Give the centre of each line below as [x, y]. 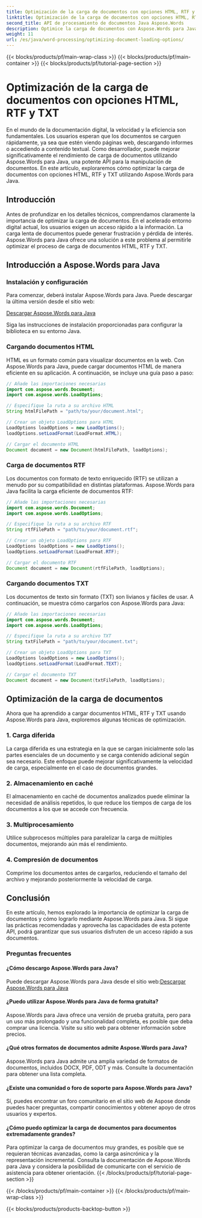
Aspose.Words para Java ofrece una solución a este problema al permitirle [99, 240]
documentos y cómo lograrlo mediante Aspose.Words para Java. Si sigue [97, 919]
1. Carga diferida [31, 735]
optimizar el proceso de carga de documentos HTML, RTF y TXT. [87, 246]
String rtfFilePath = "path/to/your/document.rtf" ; [72, 530]
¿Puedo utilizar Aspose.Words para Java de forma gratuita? [82, 1002]
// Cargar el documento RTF [41, 563]
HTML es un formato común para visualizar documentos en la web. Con [95, 360]
